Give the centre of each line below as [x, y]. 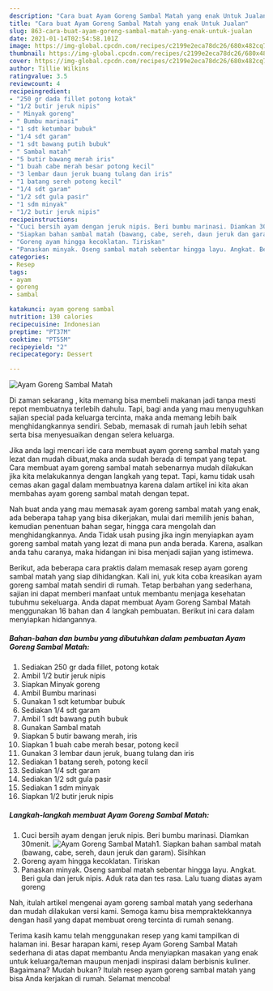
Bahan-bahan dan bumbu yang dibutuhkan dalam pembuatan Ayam [128, 638]
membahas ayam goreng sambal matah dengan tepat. [99, 493]
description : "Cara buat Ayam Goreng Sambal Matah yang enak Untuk [126, 16]
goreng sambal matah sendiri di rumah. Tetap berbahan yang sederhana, [131, 585]
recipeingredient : [40, 91]
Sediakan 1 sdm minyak [60, 788]
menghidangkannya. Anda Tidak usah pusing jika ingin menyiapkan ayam [132, 535]
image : [20, 46]
